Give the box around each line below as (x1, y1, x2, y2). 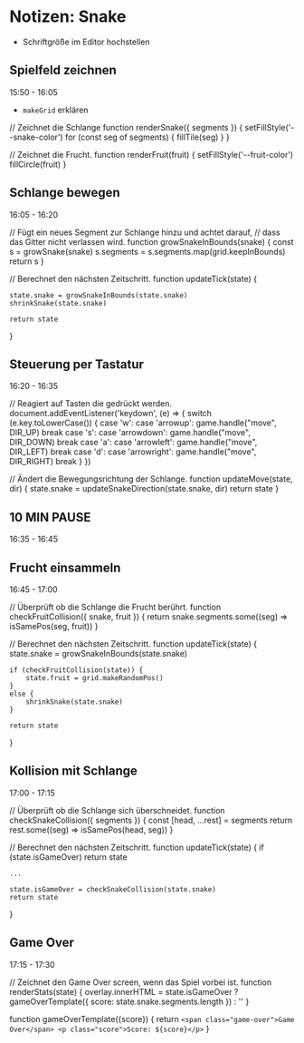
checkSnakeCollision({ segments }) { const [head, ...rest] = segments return (9, 814, 293, 825)
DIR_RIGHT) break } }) (9, 456, 91, 467)
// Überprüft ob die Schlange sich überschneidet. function (9, 804, 225, 815)
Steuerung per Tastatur (9, 356, 145, 372)
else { (9, 689, 34, 698)
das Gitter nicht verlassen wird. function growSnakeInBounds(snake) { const (9, 236, 294, 247)
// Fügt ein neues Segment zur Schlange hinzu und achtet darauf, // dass (9, 227, 280, 238)
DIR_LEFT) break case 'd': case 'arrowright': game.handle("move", (9, 446, 257, 457)
